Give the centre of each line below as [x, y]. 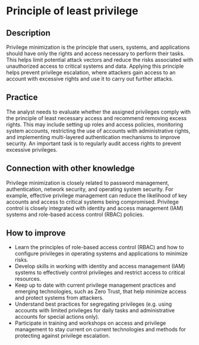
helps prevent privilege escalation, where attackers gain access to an [91, 72]
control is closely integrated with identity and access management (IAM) [95, 208]
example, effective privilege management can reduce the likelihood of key [97, 195]
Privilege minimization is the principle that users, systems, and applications [98, 47]
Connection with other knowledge [70, 169]
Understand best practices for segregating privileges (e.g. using [93, 304]
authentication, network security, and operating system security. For [90, 189]
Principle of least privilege [72, 11]
